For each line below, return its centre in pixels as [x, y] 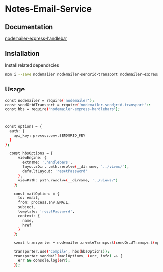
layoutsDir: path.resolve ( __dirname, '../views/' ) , [76, 167]
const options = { [24, 127]
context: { [29, 216]
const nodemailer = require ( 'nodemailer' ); [50, 100]
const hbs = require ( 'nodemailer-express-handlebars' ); [63, 109]
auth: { [17, 131]
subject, [27, 207]
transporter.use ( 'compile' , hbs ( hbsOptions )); [62, 252]
